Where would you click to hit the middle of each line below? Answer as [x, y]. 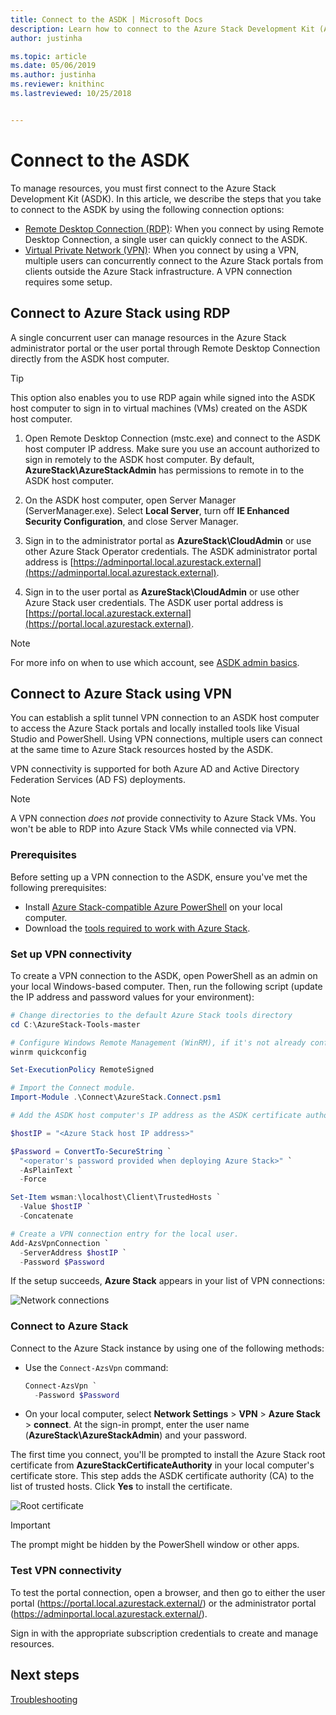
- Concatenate [46, 1216]
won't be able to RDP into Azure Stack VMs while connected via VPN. [153, 829]
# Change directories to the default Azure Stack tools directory [151, 1015]
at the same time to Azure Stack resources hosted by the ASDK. [142, 750]
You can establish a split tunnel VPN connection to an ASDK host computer [165, 718]
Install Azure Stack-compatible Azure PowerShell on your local [153, 907]
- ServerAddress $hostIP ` [73, 1252]
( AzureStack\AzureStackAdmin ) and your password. [136, 1435]
